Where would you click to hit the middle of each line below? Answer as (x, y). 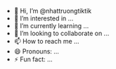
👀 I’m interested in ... (44, 18)
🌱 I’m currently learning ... (51, 26)
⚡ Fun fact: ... (33, 59)
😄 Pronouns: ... (37, 51)
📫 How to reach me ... (46, 41)
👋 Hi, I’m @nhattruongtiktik (53, 11)
